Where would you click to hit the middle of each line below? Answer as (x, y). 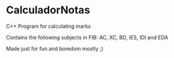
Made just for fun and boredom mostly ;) (55, 48)
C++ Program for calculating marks (48, 26)
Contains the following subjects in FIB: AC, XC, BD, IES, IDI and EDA (87, 37)
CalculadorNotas (48, 10)
